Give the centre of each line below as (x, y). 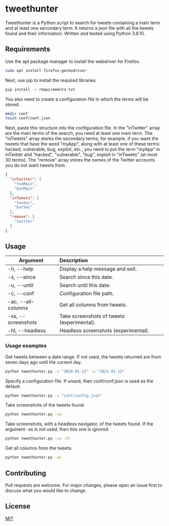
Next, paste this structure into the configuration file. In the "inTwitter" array (82, 128)
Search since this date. (87, 277)
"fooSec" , (25, 203)
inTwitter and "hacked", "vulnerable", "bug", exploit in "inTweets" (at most (81, 155)
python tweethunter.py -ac (33, 458)
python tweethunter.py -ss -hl (38, 438)
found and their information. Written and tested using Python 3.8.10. (75, 33)
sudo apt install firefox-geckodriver (46, 70)
